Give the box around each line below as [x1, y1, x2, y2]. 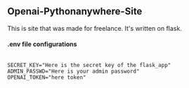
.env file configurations [7, 40, 77, 48]
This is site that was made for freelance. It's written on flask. [7, 24, 183, 32]
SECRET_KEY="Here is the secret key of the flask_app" [7, 62, 171, 69]
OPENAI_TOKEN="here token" [7, 74, 86, 81]
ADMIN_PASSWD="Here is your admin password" [7, 68, 140, 75]
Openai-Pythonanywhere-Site [7, 6, 143, 17]
